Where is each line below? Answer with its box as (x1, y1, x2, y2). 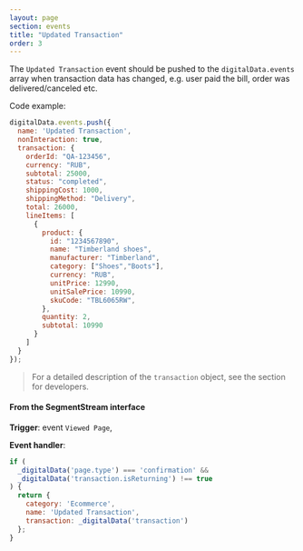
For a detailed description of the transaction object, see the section (31, 371, 286, 382)
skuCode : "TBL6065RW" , (49, 296, 136, 305)
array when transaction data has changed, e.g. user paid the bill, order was (9, 74, 290, 85)
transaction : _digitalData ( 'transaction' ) (25, 516, 189, 526)
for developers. (31, 381, 89, 392)
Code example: (9, 101, 66, 112)
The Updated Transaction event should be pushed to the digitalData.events (9, 64, 295, 75)
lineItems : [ (25, 211, 75, 220)
